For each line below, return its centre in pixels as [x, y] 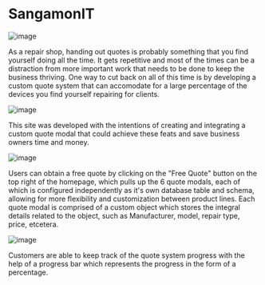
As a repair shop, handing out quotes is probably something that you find [129, 51]
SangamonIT [51, 14]
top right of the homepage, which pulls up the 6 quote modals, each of [125, 182]
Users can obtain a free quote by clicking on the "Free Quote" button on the [133, 173]
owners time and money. [49, 142]
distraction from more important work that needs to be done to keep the [127, 68]
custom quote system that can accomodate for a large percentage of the [128, 86]
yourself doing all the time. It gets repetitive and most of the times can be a [132, 60]
